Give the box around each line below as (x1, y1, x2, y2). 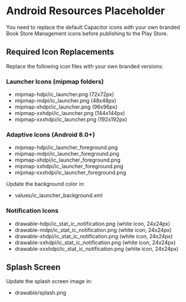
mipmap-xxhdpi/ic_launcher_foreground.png (14, 163, 124, 170)
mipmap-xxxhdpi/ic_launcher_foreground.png (14, 169, 126, 176)
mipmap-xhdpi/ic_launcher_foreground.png (14, 156, 121, 163)
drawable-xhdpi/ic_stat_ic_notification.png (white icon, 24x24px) (14, 232, 173, 239)
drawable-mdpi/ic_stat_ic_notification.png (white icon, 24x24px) (14, 226, 172, 234)
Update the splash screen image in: (6, 278, 93, 285)
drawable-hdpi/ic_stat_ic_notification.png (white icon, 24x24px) (14, 220, 171, 227)
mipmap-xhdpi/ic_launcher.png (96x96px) (14, 103, 118, 110)
